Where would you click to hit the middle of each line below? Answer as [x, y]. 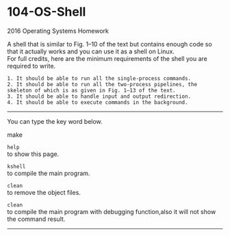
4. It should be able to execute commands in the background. [98, 102]
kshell [16, 166]
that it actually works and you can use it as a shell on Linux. [91, 51]
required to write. [31, 66]
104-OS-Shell [47, 12]
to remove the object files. [44, 192]
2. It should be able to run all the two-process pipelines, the [102, 84]
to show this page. [33, 154]
